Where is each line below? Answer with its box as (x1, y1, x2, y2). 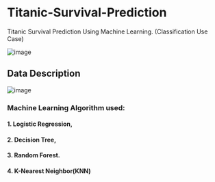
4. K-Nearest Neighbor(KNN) (7, 167, 91, 175)
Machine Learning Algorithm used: (7, 103, 125, 112)
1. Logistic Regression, (7, 120, 73, 128)
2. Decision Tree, (7, 135, 57, 144)
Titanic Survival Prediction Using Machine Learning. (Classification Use (7, 27, 208, 36)
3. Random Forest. (7, 151, 60, 159)
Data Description (7, 68, 81, 79)
